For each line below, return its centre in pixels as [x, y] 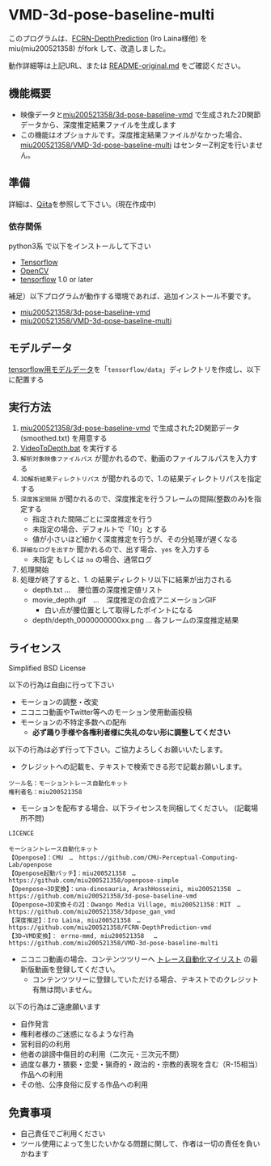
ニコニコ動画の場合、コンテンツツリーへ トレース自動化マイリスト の [135, 959]
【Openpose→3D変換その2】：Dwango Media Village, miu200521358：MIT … [125, 905]
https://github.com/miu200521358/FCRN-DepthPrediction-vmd [110, 927]
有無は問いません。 [64, 990]
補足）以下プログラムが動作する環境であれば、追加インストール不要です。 [132, 296]
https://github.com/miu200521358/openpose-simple [94, 881]
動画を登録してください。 [77, 970]
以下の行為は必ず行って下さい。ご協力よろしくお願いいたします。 [118, 750]
